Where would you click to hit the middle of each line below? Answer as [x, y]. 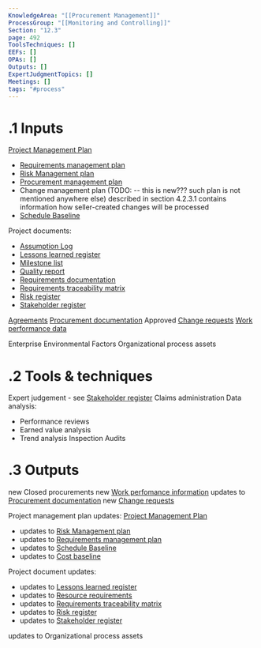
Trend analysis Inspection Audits [73, 439]
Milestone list [41, 263]
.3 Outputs [44, 470]
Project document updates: [52, 572]
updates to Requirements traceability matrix [91, 604]
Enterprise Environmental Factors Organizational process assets [112, 344]
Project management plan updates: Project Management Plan [108, 516]
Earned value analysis [55, 430]
